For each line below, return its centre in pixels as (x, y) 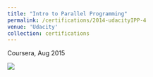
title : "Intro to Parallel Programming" (68, 14)
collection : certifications (49, 33)
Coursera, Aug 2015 (36, 53)
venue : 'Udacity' (33, 27)
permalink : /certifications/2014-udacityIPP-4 (77, 20)
